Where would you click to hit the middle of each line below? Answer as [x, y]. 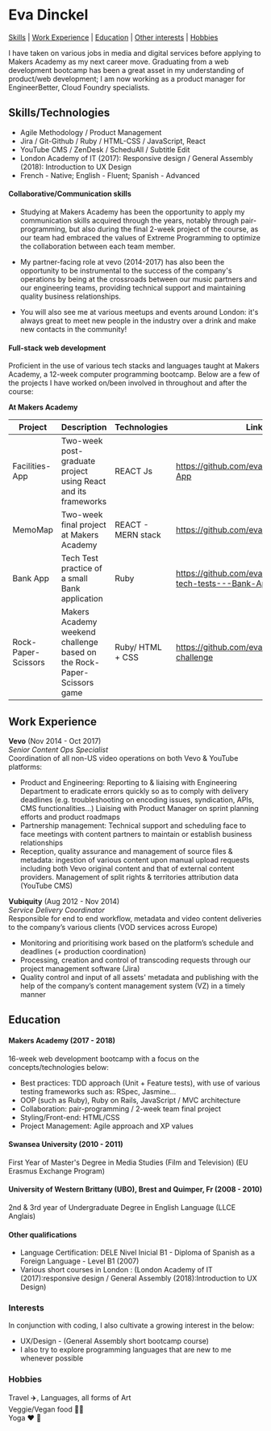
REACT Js [134, 471]
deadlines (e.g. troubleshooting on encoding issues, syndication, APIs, [137, 800]
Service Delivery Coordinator [56, 910]
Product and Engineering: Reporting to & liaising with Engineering [129, 782]
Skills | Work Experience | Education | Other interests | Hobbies [113, 37]
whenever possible [52, 1358]
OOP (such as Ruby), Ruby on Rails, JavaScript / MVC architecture [130, 1100]
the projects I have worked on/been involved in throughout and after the [128, 383]
